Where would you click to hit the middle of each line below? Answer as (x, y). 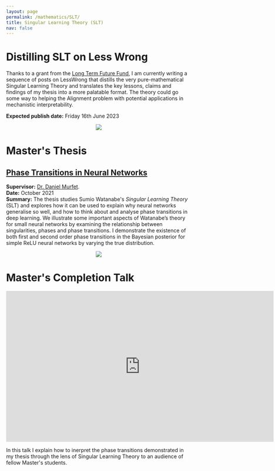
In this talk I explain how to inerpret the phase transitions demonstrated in (95, 450)
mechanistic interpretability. (40, 105)
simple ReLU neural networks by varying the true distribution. (80, 243)
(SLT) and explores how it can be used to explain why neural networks (91, 205)
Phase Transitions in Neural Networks (77, 172)
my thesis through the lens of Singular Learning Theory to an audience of (95, 456)
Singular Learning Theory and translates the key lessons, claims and (89, 86)
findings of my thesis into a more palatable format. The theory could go (92, 92)
